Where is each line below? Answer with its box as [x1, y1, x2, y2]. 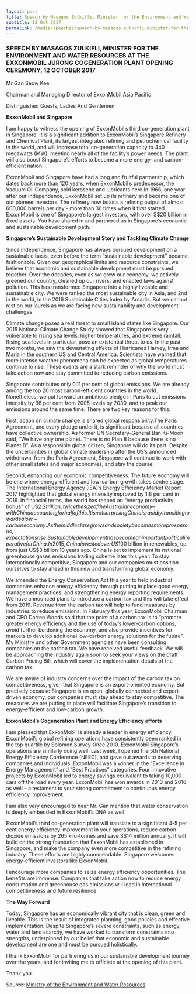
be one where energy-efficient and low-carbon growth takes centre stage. [6, 478, 185, 485]
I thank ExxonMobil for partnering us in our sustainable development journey [6, 952, 190, 959]
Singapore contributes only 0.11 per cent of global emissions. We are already [6, 381, 190, 388]
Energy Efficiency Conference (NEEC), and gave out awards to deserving [6, 753, 182, 760]
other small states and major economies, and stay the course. [6, 460, 155, 467]
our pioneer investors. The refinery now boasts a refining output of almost [6, 198, 184, 205]
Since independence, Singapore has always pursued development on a [6, 246, 177, 253]
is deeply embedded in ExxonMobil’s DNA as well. [6, 808, 126, 815]
